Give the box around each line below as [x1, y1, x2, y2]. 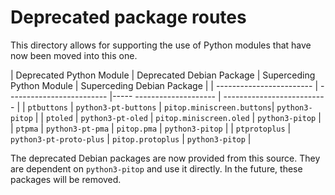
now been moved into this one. [10, 49, 138, 61]
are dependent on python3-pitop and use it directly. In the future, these [10, 162, 303, 175]
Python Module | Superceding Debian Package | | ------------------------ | [10, 79, 319, 91]
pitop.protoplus [111, 134, 180, 145]
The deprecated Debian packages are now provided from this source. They [10, 152, 321, 164]
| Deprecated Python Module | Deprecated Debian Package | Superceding [10, 69, 316, 81]
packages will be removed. [10, 173, 122, 185]
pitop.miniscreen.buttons [163, 102, 272, 113]
